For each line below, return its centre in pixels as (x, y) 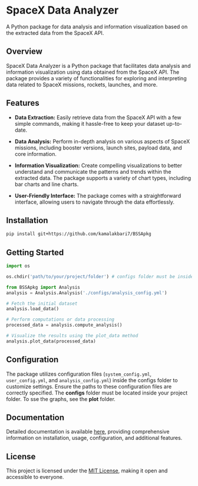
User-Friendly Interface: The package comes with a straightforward (98, 195)
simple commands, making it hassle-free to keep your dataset (90, 123)
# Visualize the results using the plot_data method (72, 336)
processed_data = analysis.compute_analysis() (64, 325)
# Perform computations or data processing (60, 319)
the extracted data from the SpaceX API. (55, 32)
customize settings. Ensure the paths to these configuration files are (89, 386)
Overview (24, 52)
